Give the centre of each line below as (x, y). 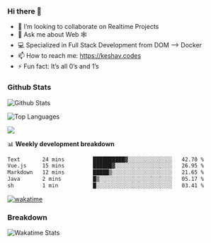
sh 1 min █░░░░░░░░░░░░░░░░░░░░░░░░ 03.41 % (105, 186)
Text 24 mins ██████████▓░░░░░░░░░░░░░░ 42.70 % (105, 159)
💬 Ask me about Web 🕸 (52, 35)
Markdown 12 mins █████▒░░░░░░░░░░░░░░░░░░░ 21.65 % (105, 172)
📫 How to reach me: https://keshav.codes (79, 56)
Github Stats (29, 88)
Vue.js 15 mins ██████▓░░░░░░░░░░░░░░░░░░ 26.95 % (105, 166)
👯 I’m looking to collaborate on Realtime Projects (88, 27)
